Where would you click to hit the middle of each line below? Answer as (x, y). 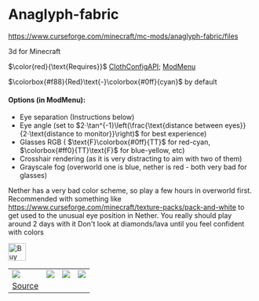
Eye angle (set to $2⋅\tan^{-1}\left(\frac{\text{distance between (121, 125)
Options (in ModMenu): (47, 100)
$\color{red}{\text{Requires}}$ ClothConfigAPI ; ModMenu (102, 66)
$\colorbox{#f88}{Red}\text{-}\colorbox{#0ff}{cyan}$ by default (113, 82)
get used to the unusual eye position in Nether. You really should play (120, 216)
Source (26, 286)
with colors (26, 232)
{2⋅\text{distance (47, 134)
